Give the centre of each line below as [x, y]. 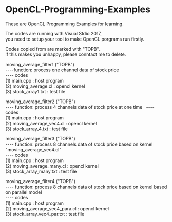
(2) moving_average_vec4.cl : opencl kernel [51, 123]
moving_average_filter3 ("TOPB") [40, 138]
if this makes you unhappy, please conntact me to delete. [66, 54]
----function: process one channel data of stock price [62, 70]
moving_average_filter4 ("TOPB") [41, 181]
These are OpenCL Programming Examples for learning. [65, 24]
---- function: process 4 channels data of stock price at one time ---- [80, 107]
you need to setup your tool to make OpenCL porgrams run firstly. [75, 39]
